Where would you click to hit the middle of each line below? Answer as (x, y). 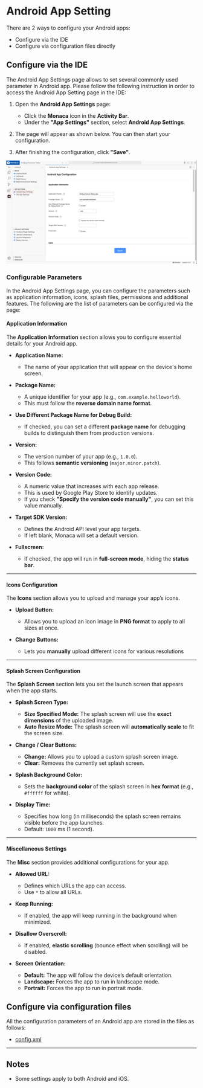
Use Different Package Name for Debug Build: (73, 414)
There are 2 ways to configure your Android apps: (69, 28)
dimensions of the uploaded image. (69, 721)
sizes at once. (41, 628)
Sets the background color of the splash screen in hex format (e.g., (109, 787)
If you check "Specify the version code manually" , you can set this (109, 499)
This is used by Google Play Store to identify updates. (91, 492)
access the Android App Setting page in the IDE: (66, 92)
